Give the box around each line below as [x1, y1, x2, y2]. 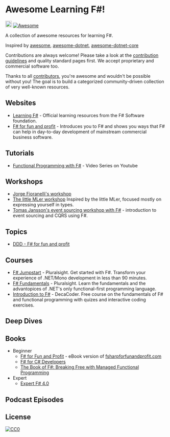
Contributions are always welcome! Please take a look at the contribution [5, 52, 159, 58]
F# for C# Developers [20, 359, 66, 365]
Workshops [5, 177, 43, 186]
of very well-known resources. [5, 83, 70, 90]
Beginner [12, 348, 32, 354]
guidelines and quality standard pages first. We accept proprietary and [5, 57, 154, 63]
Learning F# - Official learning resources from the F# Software [12, 112, 144, 118]
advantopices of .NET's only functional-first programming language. [12, 286, 157, 292]
